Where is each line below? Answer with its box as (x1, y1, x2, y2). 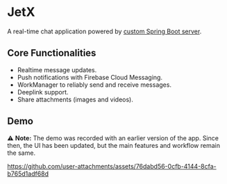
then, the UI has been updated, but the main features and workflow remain (7, 141, 221, 149)
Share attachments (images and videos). (17, 95, 134, 103)
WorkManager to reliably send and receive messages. (17, 81, 172, 89)
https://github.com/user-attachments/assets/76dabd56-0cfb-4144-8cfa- (7, 162, 217, 170)
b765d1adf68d (7, 169, 49, 178)
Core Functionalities (7, 47, 96, 59)
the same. (7, 149, 36, 157)
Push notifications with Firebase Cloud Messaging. (17, 73, 163, 81)
